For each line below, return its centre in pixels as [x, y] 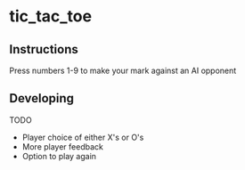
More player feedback [63, 146]
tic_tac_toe [50, 16]
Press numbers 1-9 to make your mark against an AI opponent [123, 70]
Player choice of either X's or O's [83, 137]
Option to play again [59, 156]
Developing [41, 98]
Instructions [44, 49]
